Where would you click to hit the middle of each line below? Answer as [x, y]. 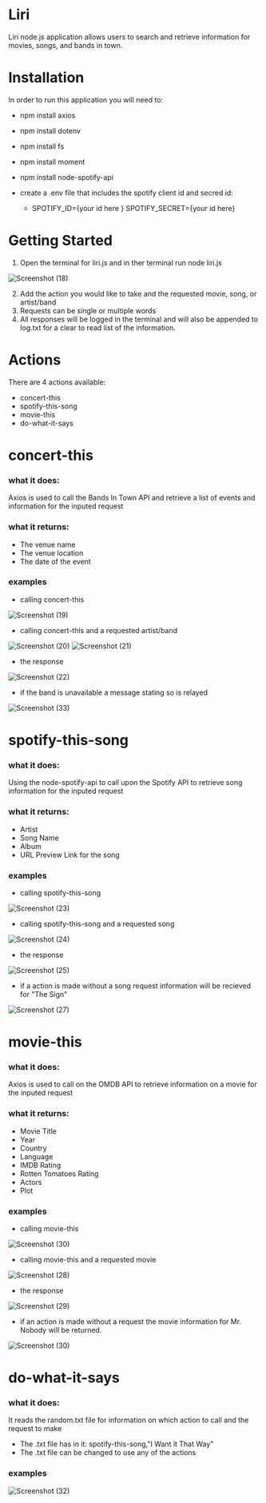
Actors [31, 1182]
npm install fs [42, 146]
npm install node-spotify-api [67, 177]
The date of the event [56, 561]
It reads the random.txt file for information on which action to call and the [129, 1420]
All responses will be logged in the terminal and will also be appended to [139, 319]
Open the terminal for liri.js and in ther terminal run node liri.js [121, 262]
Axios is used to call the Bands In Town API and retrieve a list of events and [132, 498]
